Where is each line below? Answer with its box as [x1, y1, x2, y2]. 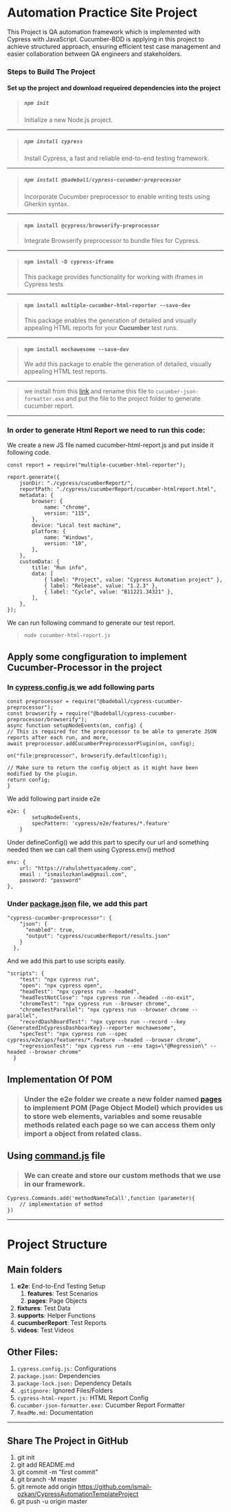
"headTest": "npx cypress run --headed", [19, 988, 140, 995]
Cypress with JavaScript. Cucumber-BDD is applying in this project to [7, 35, 205, 43]
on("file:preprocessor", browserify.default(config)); [7, 752, 168, 760]
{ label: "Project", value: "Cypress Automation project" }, [43, 576, 223, 584]
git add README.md [16, 1461, 75, 1469]
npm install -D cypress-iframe [23, 259, 114, 266]
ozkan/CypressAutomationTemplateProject [16, 1490, 139, 1498]
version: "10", [43, 540, 88, 547]
